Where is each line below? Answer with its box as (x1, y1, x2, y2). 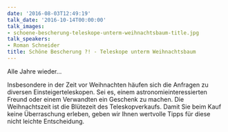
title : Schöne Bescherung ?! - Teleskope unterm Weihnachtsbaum (7, 49, 196, 56)
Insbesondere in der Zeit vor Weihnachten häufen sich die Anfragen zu (7, 80, 209, 89)
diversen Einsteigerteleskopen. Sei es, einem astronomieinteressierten (7, 87, 207, 96)
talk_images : (7, 23, 45, 30)
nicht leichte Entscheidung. (7, 117, 85, 125)
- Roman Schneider (7, 42, 60, 49)
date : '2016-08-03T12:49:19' (7, 10, 91, 17)
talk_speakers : (7, 36, 51, 43)
